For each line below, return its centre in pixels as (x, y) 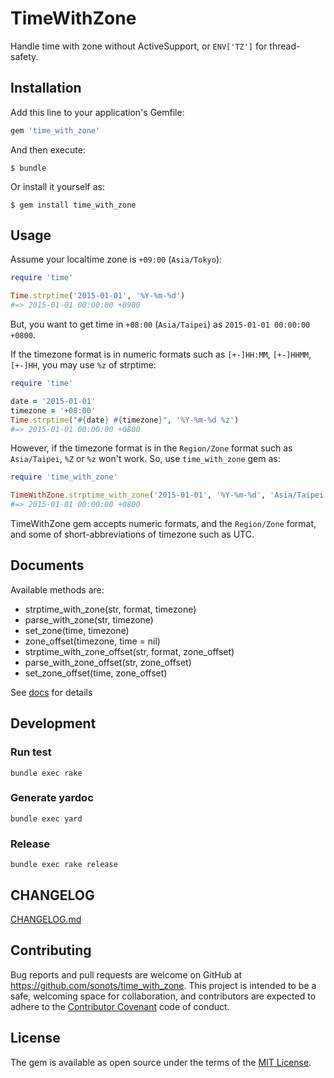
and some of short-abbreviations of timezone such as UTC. (132, 534)
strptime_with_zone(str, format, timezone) (110, 609)
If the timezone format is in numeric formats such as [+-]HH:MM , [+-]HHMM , (161, 354)
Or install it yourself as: (57, 186)
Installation (46, 88)
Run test (31, 752)
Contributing (51, 950)
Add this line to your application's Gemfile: (97, 112)
